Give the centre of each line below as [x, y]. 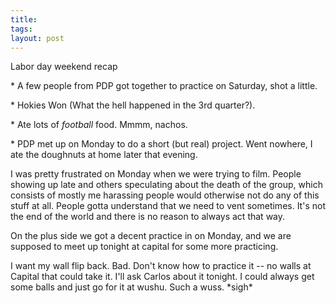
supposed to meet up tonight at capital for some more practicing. [144, 247]
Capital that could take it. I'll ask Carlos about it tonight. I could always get [162, 277]
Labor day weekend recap [64, 67]
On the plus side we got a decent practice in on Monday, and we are [151, 236]
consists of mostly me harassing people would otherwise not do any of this [165, 195]
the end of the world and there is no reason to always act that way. [148, 217]
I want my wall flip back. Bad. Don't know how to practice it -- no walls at [161, 266]
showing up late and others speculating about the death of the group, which [166, 185]
